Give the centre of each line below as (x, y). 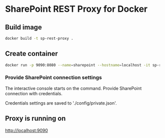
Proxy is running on (36, 119)
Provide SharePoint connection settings (54, 78)
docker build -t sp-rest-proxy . (39, 38)
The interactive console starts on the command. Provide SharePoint (73, 88)
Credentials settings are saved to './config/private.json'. (61, 103)
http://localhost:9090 (27, 130)
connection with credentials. (34, 93)
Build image (24, 27)
